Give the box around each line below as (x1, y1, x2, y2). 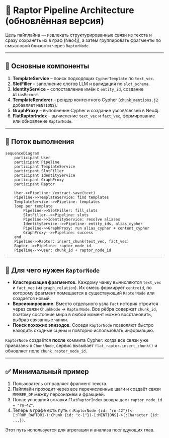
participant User (14, 155, 51, 160)
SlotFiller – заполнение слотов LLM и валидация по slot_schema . (12, 81, 150, 87)
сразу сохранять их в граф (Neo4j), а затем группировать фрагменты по (5, 37, 161, 43)
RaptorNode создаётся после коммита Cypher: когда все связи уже (5, 337, 149, 343)
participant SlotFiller (14, 168, 64, 173)
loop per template (14, 203, 53, 208)
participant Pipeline (14, 160, 59, 165)
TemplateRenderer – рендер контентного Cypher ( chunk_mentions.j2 (12, 97, 158, 103)
